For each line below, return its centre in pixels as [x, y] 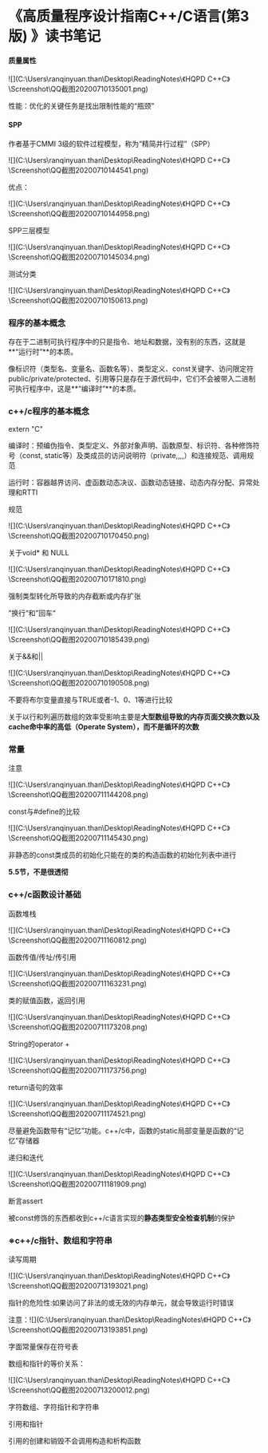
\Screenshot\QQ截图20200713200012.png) [79, 1390]
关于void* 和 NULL [39, 553]
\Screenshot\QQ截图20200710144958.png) [79, 213]
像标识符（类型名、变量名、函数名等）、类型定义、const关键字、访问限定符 [131, 369]
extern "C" [26, 429]
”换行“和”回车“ [32, 613]
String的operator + [39, 1044]
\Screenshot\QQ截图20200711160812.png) [78, 940]
